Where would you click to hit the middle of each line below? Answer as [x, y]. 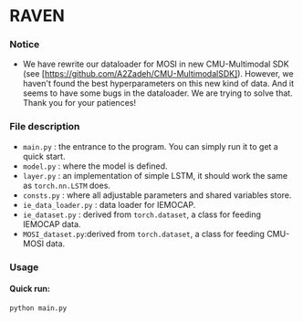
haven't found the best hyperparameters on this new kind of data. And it [158, 84]
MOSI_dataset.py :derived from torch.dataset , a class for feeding [143, 234]
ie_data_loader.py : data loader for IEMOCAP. [109, 204]
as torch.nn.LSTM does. [67, 185]
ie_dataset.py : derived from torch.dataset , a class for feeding [142, 214]
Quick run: [30, 289]
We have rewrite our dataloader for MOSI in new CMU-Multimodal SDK [156, 64]
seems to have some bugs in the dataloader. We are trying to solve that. [158, 93]
